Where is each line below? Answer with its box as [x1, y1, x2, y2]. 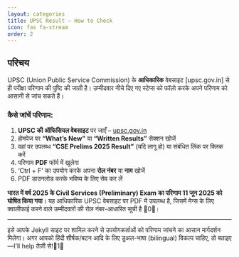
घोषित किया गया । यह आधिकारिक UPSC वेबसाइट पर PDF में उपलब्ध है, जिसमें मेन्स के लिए [7, 197, 215, 206]
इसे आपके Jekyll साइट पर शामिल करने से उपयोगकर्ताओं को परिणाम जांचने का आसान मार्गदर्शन [7, 226, 221, 234]
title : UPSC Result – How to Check [7, 17, 113, 24]
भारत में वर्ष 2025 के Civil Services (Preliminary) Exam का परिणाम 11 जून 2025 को [7, 188, 223, 197]
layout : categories [7, 10, 65, 18]
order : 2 [7, 30, 33, 38]
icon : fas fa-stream [7, 24, 69, 31]
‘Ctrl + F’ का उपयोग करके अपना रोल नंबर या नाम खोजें [17, 166, 146, 175]
